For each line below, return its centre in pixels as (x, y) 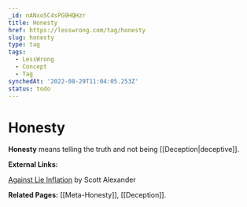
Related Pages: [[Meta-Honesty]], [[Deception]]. (87, 195)
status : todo (29, 89)
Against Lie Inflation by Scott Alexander (72, 180)
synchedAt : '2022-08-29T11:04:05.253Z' (74, 81)
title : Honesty (33, 23)
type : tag (24, 45)
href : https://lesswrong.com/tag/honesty (77, 30)
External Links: (33, 164)
